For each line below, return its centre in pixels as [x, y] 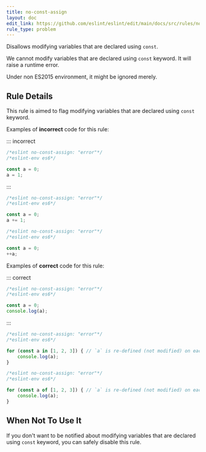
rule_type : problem [31, 29]
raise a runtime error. [33, 65]
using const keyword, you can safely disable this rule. [74, 442]
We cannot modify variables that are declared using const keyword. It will [99, 58]
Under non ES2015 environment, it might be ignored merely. [82, 77]
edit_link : [20, 23]
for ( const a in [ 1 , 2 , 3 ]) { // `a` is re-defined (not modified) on [98, 351]
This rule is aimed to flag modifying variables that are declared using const [101, 111]
